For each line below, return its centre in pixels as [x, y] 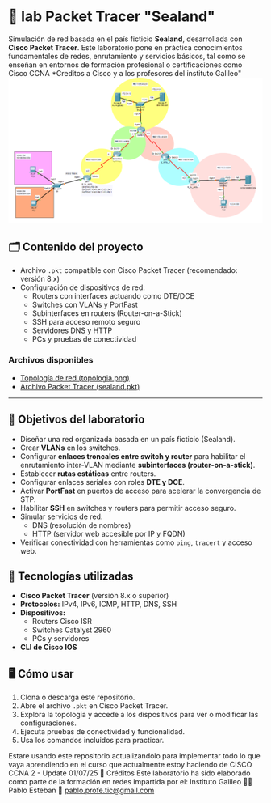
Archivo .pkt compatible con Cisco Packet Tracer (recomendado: [129, 270]
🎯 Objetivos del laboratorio [77, 420]
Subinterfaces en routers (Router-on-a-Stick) [107, 313]
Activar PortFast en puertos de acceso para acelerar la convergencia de [140, 491]
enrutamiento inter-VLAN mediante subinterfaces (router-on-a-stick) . [138, 465]
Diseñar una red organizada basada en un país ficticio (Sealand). [127, 439]
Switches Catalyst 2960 [72, 630]
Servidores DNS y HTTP [72, 330]
